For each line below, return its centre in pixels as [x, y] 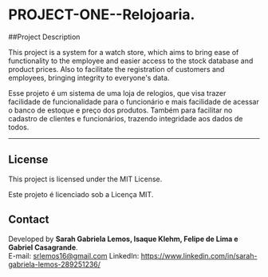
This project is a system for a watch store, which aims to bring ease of [124, 52]
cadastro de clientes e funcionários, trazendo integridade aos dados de [126, 118]
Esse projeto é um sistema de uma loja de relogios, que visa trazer [117, 93]
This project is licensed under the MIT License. [85, 179]
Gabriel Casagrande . [43, 247]
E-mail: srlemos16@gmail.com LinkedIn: [74, 255]
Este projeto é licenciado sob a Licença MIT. [81, 194]
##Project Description [44, 37]
